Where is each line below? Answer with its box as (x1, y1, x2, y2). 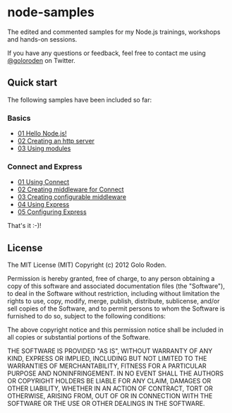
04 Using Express (17, 200, 70, 209)
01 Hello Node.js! (17, 129, 67, 138)
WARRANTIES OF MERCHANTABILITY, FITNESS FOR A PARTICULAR (7, 361, 207, 371)
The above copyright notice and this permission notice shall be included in (7, 325, 224, 334)
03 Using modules (17, 144, 71, 152)
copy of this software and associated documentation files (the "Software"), (7, 282, 226, 290)
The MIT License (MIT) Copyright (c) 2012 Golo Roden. (7, 261, 167, 269)
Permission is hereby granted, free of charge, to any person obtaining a (7, 275, 215, 283)
